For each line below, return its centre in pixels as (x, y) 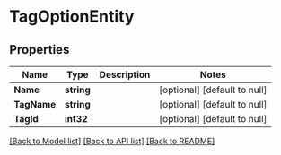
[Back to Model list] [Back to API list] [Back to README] (112, 141)
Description (125, 75)
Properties (40, 50)
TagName (35, 104)
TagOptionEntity (72, 17)
